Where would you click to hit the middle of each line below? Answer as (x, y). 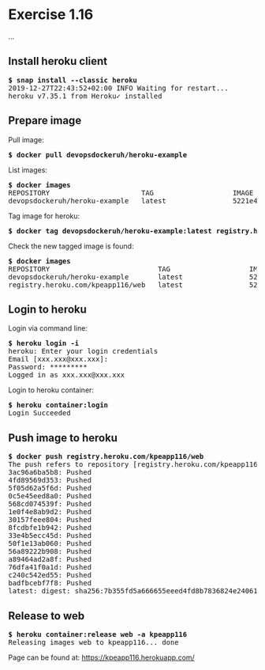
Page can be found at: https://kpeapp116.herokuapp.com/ (101, 657)
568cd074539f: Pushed (50, 504)
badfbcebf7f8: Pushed (50, 583)
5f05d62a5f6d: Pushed (50, 488)
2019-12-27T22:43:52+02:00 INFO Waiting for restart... (118, 88)
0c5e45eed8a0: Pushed (50, 496)
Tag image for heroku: (44, 216)
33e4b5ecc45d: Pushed (50, 536)
